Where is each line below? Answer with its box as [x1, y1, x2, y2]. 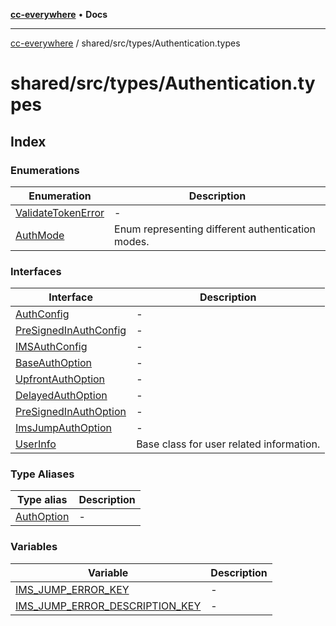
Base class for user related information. [136, 437, 321, 451]
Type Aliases [10, 467, 75, 481]
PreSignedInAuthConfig [15, 324, 127, 338]
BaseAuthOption [15, 356, 93, 370]
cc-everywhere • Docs [10, 9, 108, 20]
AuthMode [15, 228, 65, 242]
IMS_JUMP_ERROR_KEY [15, 582, 130, 596]
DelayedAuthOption [15, 389, 108, 403]
